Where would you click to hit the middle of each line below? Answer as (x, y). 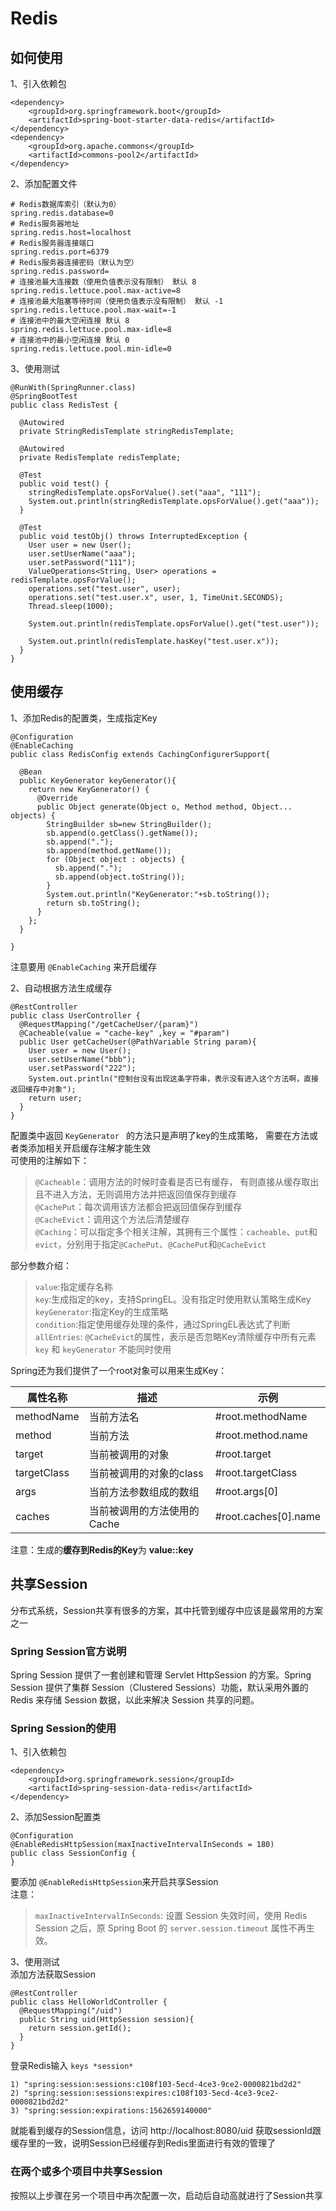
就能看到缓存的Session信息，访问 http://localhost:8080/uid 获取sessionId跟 (166, 2131)
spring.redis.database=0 (62, 213)
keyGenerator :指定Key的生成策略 (101, 1311)
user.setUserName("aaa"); (82, 554)
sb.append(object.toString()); (120, 877)
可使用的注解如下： (50, 1160)
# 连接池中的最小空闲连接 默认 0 (70, 340)
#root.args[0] (246, 1491)
